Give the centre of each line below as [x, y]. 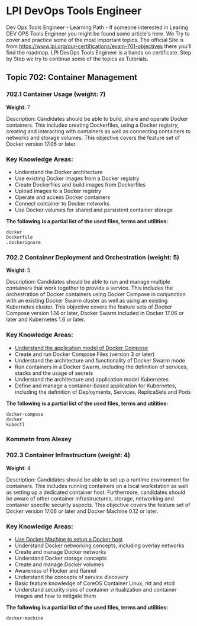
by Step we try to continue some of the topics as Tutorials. [77, 59]
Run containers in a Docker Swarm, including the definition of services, [101, 367]
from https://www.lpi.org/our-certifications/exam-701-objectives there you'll [99, 46]
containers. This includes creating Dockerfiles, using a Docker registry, [93, 125]
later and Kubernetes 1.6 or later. [46, 320]
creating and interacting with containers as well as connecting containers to [98, 131]
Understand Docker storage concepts [61, 558]
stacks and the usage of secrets [54, 373]
